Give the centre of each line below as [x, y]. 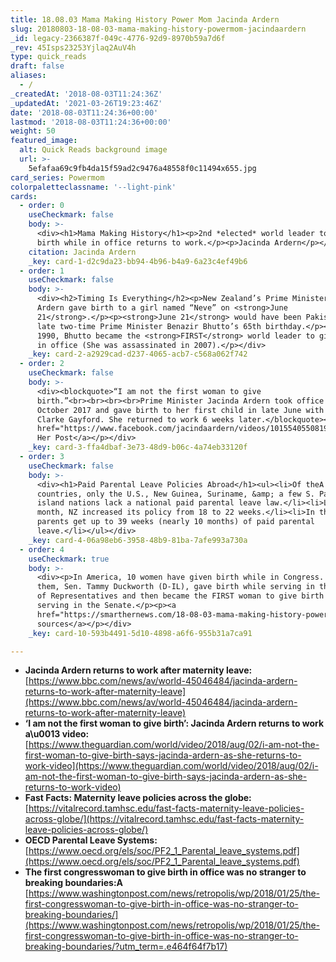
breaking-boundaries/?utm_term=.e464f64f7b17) [126, 947]
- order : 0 [42, 206]
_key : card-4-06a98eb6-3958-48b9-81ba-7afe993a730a [138, 540]
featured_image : [44, 141]
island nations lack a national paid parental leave [149, 503]
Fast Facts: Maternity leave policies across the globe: [138, 798]
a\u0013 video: [57, 734]
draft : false [37, 66]
